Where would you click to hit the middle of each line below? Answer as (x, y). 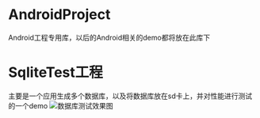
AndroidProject (59, 15)
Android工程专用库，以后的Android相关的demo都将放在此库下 (109, 37)
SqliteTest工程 (55, 72)
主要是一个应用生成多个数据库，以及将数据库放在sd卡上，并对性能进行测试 (130, 96)
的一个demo (28, 105)
